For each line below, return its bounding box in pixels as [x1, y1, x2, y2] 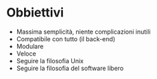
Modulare [16, 42, 44, 50]
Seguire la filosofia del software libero [16, 64, 124, 72]
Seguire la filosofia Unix [16, 56, 84, 65]
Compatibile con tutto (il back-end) [16, 34, 116, 43]
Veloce [16, 49, 36, 58]
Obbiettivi [6, 5, 64, 21]
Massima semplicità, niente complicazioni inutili [16, 27, 152, 36]
